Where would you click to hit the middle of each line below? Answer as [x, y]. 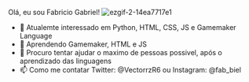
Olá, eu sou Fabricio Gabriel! [54, 12]
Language [36, 36]
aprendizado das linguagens [66, 61]
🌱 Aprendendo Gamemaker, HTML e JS [83, 44]
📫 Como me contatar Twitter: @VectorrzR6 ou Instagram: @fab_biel [130, 70]
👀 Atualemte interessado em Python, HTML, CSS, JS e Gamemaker [128, 27]
